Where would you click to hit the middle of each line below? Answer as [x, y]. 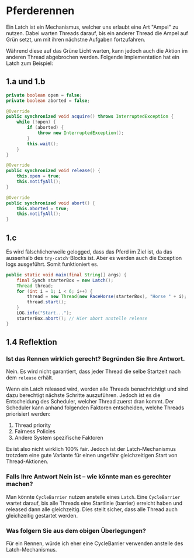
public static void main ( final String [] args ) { [66, 275]
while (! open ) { [37, 122]
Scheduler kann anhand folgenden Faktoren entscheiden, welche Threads [95, 408]
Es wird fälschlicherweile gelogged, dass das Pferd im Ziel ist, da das [89, 251]
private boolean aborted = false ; [48, 101]
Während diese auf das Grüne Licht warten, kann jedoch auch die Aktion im [97, 50]
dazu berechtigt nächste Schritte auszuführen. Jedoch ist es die [83, 395]
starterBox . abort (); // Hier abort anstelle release [82, 318]
